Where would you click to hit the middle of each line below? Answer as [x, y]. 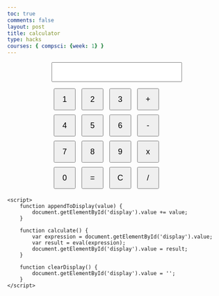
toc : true [22, 14]
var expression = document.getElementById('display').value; [123, 237]
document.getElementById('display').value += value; [110, 212]
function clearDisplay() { [59, 267]
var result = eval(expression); [79, 243]
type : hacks [24, 40]
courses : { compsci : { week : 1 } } [56, 46]
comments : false [31, 20]
